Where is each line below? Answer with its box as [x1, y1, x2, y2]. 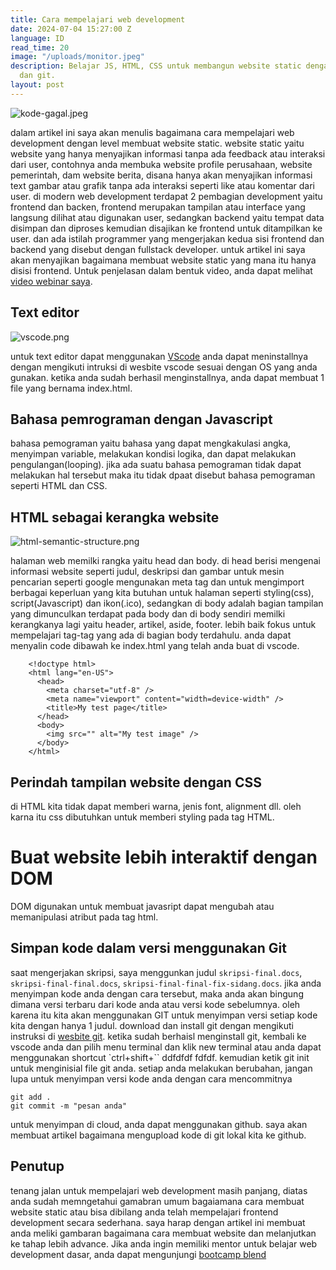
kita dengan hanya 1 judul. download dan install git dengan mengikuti [10, 1019, 294, 1031]
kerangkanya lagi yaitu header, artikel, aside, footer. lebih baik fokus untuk [10, 619, 317, 631]
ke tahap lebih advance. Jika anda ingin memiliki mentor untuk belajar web [10, 1237, 318, 1250]
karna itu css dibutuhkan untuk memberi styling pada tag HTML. [10, 811, 275, 823]
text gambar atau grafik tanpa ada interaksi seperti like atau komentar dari [10, 179, 315, 191]
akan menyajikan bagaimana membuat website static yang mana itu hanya [10, 254, 317, 266]
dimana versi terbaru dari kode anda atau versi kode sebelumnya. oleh [10, 998, 301, 1010]
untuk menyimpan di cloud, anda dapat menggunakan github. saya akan [10, 1118, 308, 1130]
